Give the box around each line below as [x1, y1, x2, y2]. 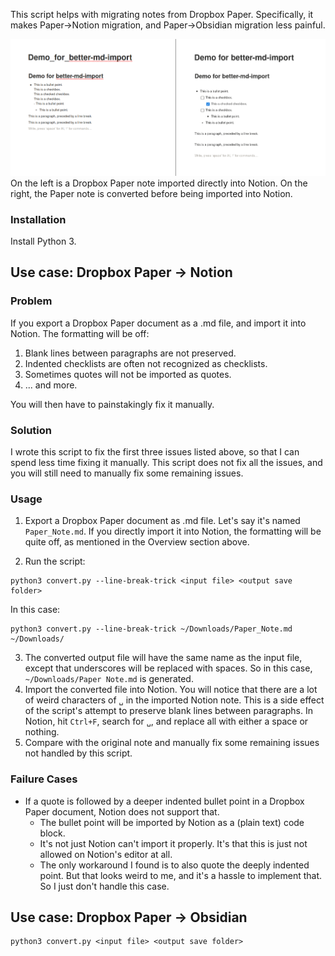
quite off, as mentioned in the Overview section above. [24, 536, 250, 548]
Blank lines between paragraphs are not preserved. [24, 347, 237, 359]
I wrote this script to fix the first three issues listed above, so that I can [10, 446, 300, 458]
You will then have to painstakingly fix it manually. [10, 398, 215, 410]
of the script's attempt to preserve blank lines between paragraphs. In [24, 705, 313, 717]
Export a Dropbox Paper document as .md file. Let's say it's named [24, 515, 301, 527]
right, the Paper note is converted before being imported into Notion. [10, 187, 293, 199]
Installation [10, 212, 67, 226]
